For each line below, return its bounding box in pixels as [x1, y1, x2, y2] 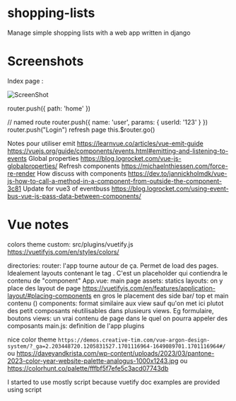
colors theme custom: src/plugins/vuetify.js [7, 239, 134, 249]
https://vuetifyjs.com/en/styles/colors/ [7, 247, 119, 256]
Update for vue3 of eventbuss [22, 184, 110, 193]
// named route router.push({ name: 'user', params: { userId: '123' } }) [7, 118, 208, 126]
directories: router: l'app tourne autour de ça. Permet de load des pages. [7, 261, 219, 270]
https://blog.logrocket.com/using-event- [111, 184, 229, 193]
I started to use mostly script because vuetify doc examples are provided [7, 378, 220, 386]
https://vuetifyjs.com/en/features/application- [82, 283, 216, 292]
